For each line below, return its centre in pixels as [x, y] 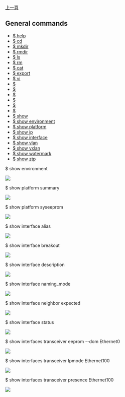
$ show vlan [25, 143]
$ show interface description [35, 264]
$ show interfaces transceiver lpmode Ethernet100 [57, 360]
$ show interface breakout [33, 245]
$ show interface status [30, 322]
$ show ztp [24, 159]
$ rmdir [20, 51]
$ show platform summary [32, 187]
